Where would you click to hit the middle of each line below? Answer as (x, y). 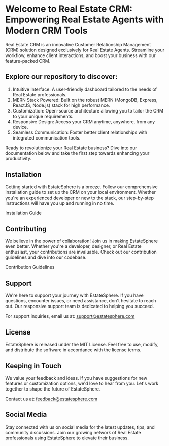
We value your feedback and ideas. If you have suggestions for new (76, 378)
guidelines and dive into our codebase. (46, 257)
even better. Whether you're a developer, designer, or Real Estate (73, 246)
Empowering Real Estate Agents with (84, 20)
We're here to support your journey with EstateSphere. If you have (74, 295)
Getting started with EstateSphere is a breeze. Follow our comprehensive (82, 187)
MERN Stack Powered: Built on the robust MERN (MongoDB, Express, (85, 100)
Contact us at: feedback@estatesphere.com (52, 399)
